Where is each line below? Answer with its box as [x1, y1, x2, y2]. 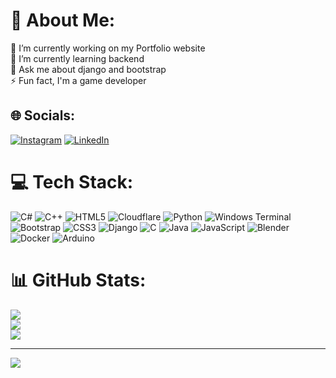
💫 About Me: [10, 9, 116, 32]
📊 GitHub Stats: [10, 269, 147, 291]
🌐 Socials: [10, 107, 76, 124]
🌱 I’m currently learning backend [10, 52, 145, 64]
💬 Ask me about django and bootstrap [10, 63, 167, 75]
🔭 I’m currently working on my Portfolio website [10, 42, 206, 54]
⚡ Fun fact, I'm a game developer [10, 74, 147, 86]
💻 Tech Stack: [10, 170, 134, 193]
